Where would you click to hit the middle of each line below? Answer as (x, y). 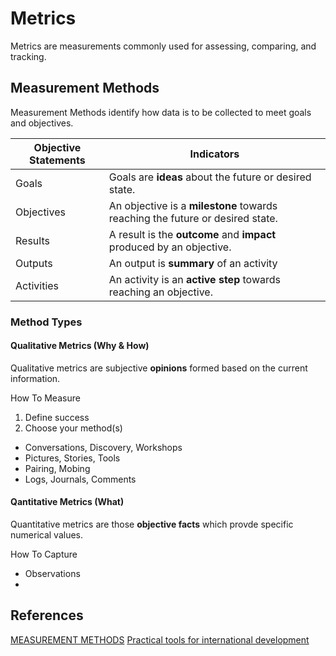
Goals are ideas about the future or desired (210, 177)
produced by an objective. (170, 247)
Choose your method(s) (73, 428)
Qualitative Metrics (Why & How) (80, 346)
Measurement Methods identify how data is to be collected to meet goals (161, 112)
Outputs (34, 263)
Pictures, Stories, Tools (72, 458)
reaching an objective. (160, 292)
